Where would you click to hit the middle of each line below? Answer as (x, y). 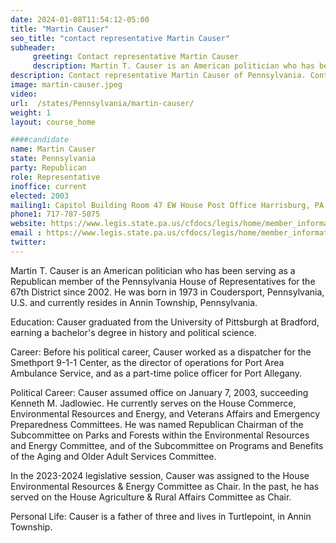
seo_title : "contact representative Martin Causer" (120, 38)
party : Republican (48, 168)
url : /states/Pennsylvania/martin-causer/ (102, 103)
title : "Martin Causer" (60, 29)
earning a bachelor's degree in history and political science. (133, 332)
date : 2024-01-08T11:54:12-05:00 (80, 19)
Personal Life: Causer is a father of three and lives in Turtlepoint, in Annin (161, 516)
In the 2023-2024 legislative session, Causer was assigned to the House (160, 475)
